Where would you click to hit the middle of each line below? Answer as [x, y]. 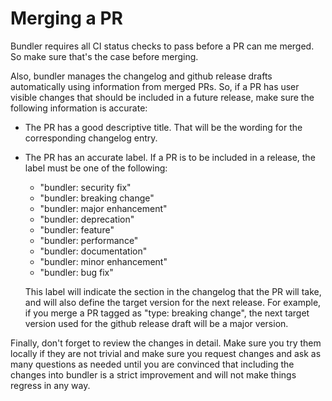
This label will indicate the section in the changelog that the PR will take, [173, 291]
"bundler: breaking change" [97, 198]
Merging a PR [66, 18]
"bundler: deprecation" [87, 219]
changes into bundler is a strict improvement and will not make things [153, 374]
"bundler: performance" [89, 240]
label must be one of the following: [96, 168]
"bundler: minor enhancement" [103, 261]
